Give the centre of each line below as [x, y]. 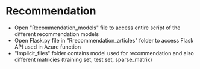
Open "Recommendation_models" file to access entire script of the [97, 28]
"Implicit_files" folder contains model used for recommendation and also [104, 53]
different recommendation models [57, 34]
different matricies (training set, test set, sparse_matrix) [83, 59]
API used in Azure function [48, 47]
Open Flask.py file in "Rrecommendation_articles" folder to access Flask [104, 40]
